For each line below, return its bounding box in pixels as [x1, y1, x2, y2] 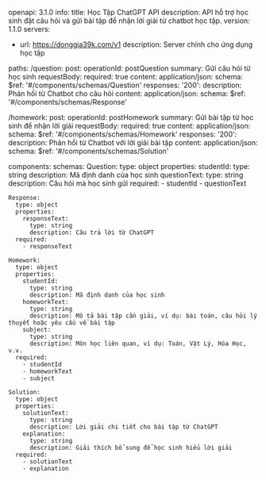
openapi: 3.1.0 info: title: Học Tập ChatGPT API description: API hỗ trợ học [8, 8, 249, 17]
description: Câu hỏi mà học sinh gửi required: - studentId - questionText [8, 179, 247, 188]
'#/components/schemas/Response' [8, 98, 127, 106]
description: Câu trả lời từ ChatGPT [29, 228, 155, 236]
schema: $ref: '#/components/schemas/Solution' [8, 147, 169, 156]
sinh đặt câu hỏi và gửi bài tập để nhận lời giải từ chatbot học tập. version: [8, 16, 250, 25]
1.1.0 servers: [8, 25, 51, 33]
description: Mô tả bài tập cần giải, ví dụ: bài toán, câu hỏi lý [29, 312, 258, 320]
